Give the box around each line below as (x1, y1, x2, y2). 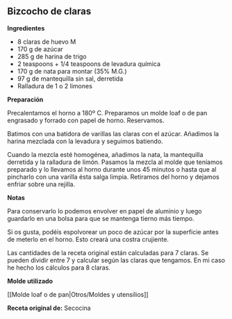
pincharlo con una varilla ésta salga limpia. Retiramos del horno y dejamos (7, 172, 220, 181)
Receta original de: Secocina (7, 304, 92, 312)
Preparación (7, 95, 44, 104)
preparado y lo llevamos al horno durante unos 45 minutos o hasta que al (7, 165, 217, 173)
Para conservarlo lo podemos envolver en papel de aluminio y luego (7, 206, 202, 215)
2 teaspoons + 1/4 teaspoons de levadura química (17, 59, 161, 68)
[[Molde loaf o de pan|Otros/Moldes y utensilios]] (7, 290, 149, 298)
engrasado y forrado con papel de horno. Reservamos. (7, 116, 165, 124)
